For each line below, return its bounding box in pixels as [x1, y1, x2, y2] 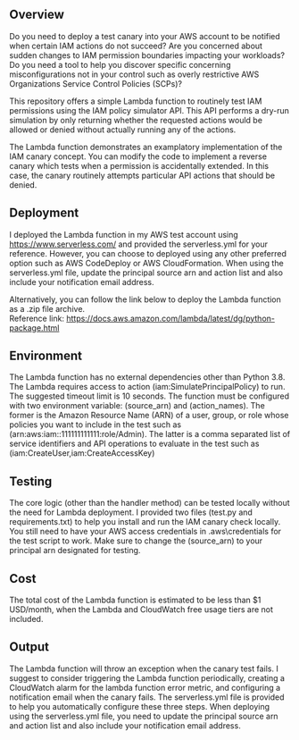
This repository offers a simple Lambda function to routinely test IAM [9, 96, 262, 106]
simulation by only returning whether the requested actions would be [9, 114, 263, 125]
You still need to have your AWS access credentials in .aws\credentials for [9, 526, 282, 537]
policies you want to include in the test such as [9, 419, 181, 430]
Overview [9, 7, 65, 22]
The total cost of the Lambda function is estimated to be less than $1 [9, 594, 262, 606]
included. [9, 614, 44, 625]
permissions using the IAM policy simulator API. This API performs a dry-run [9, 105, 290, 115]
